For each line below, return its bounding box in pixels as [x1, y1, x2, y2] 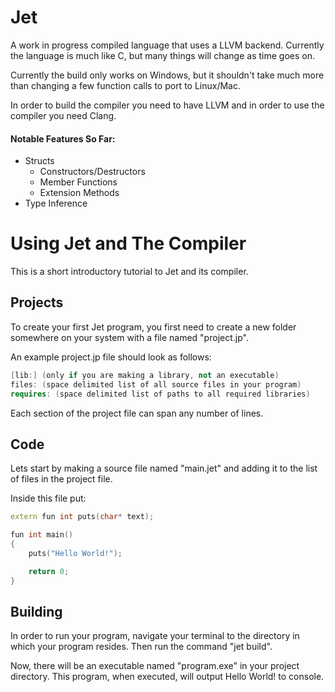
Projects [10, 294, 64, 311]
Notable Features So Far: [10, 132, 116, 145]
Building [10, 603, 63, 620]
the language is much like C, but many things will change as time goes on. [10, 49, 315, 61]
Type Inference [24, 197, 88, 210]
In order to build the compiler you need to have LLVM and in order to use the [10, 99, 325, 111]
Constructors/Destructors [39, 166, 146, 178]
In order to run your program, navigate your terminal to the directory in [10, 630, 300, 642]
